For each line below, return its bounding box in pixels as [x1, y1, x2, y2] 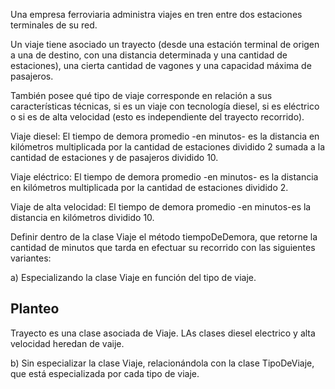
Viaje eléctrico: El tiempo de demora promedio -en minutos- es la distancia [10, 171, 319, 183]
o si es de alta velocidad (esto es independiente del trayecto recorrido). [10, 111, 305, 123]
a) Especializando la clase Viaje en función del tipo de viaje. [10, 272, 257, 283]
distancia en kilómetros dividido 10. [10, 212, 155, 223]
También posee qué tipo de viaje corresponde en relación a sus [10, 90, 273, 101]
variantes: [10, 252, 52, 264]
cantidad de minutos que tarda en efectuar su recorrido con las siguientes [10, 242, 316, 253]
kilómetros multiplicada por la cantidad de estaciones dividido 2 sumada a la [10, 141, 326, 153]
